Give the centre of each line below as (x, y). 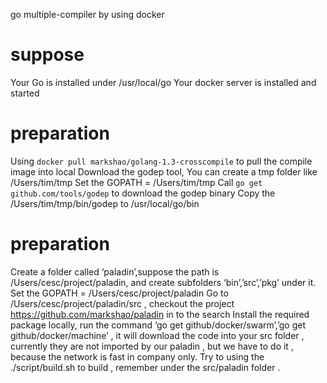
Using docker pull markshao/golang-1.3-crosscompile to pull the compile (161, 161)
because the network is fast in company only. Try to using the (137, 356)
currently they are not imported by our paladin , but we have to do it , (152, 346)
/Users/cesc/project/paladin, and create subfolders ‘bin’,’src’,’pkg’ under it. (163, 282)
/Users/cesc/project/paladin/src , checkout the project (122, 303)
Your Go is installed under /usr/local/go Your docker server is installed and (163, 82)
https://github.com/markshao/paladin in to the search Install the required (160, 314)
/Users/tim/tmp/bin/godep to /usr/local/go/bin (105, 203)
